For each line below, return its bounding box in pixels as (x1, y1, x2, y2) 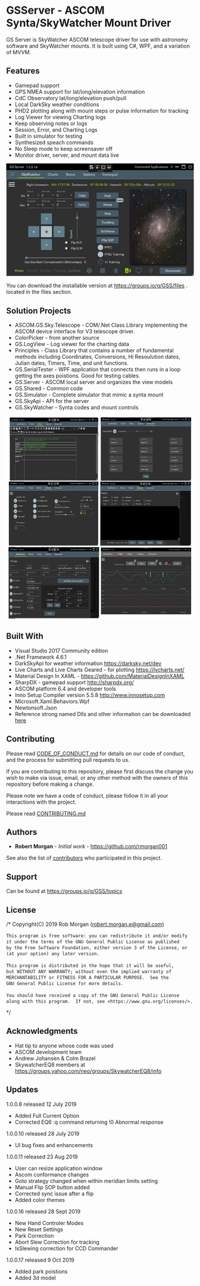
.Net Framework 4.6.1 (14, 653, 67, 661)
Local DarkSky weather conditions (14, 101, 99, 108)
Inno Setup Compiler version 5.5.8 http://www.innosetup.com (14, 691, 165, 698)
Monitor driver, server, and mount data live (14, 151, 119, 159)
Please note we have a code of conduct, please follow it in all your (6, 792, 168, 799)
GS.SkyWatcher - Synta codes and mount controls (14, 404, 139, 411)
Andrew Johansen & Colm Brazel (14, 1055, 96, 1062)
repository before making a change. (6, 780, 94, 788)
